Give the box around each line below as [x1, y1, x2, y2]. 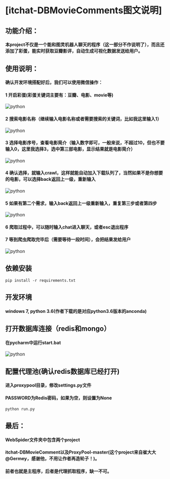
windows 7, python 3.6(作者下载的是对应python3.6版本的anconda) [5, 308, 147, 314]
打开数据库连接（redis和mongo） [5, 325, 111, 333]
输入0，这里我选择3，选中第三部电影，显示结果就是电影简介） [5, 146, 136, 152]
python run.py [5, 406, 35, 411]
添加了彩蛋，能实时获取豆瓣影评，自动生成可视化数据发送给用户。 [5, 48, 143, 54]
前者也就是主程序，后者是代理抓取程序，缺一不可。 [5, 468, 112, 474]
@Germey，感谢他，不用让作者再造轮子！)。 [5, 456, 100, 462]
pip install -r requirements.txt [5, 278, 76, 283]
